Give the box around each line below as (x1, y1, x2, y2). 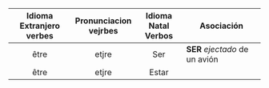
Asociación (199, 20, 244, 31)
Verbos (144, 30, 174, 41)
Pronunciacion (74, 15, 132, 26)
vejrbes (88, 26, 118, 36)
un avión (186, 54, 219, 65)
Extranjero (19, 20, 60, 31)
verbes (26, 30, 54, 41)
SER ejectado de (186, 44, 249, 54)
